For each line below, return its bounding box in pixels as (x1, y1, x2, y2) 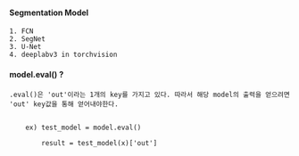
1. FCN (9, 27, 34, 36)
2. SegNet (9, 35, 46, 44)
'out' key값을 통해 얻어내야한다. (9, 100, 119, 109)
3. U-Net (9, 43, 42, 52)
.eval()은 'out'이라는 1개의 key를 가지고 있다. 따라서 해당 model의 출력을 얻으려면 (9, 90, 290, 100)
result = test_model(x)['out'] (41, 139, 158, 148)
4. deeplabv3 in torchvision (9, 50, 118, 60)
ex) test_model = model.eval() (25, 123, 142, 133)
